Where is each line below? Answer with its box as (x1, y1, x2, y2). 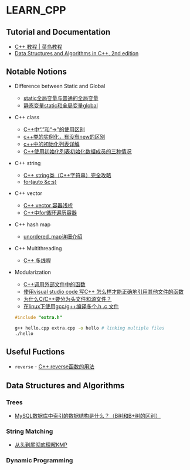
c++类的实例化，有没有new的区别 (23, 133, 106, 140)
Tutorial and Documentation (6, 27, 111, 37)
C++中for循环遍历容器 (23, 209, 77, 216)
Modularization (14, 268, 51, 276)
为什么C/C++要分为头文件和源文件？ (23, 295, 112, 303)
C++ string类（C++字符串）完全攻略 (23, 172, 111, 179)
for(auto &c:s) (23, 178, 57, 185)
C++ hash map (14, 221, 51, 228)
